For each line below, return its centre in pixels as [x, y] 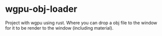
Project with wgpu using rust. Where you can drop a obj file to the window [81, 23]
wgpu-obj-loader [41, 9]
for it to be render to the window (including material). [59, 28]
